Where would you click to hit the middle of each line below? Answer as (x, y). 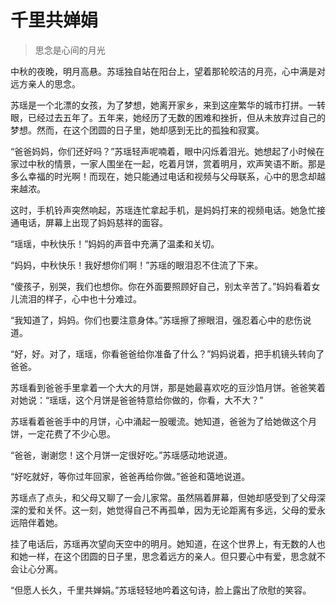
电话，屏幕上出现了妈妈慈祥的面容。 (93, 222)
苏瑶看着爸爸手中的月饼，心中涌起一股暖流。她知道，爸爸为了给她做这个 (159, 421)
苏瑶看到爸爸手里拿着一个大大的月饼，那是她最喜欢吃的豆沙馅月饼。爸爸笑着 (168, 387)
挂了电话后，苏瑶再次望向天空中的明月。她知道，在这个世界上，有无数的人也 (168, 543)
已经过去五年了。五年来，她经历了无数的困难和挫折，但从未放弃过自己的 (176, 117)
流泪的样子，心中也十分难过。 (80, 298)
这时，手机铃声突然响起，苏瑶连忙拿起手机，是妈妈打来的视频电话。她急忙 (163, 210)
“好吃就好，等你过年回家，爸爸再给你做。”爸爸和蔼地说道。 (130, 476)
